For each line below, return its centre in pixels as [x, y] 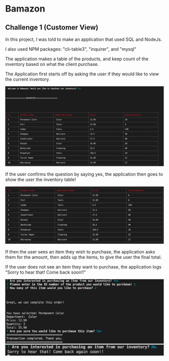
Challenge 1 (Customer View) [52, 27]
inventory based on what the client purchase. [52, 64]
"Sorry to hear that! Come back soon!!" [46, 272]
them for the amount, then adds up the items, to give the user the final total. [83, 257]
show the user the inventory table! [41, 179]
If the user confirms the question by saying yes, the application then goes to [84, 174]
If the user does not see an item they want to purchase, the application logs [83, 266]
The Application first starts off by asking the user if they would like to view [82, 74]
